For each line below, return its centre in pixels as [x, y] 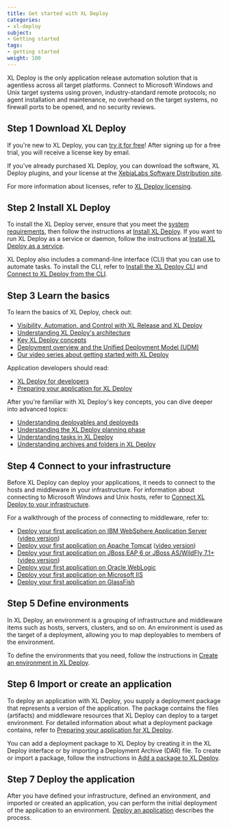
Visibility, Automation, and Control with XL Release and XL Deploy [110, 325]
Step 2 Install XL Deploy [59, 208]
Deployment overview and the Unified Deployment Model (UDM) [108, 347]
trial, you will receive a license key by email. [69, 152]
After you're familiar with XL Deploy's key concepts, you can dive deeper [110, 402]
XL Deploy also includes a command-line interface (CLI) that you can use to [114, 260]
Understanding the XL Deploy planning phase [81, 430]
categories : [24, 20]
